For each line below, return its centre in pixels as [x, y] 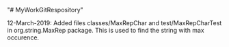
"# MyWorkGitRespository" [45, 10]
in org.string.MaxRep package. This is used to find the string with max [106, 30]
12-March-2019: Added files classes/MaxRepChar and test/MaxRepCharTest [114, 23]
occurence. [23, 37]
